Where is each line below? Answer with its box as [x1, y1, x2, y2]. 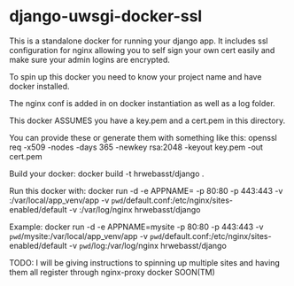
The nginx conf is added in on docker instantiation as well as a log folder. [9, 97, 276, 108]
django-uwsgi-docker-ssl [9, 6, 203, 27]
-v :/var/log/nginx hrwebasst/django [68, 204, 201, 214]
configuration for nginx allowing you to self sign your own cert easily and [9, 44, 275, 55]
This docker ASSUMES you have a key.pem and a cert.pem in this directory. [9, 115, 286, 126]
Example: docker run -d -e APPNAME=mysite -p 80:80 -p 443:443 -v [9, 221, 264, 232]
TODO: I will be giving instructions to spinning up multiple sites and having [9, 257, 281, 267]
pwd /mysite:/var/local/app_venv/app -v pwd [9, 230, 162, 241]
